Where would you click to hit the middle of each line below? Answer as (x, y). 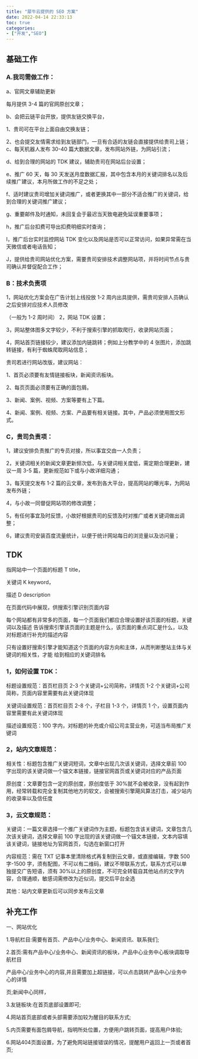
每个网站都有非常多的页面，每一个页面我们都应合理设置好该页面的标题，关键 (99, 620)
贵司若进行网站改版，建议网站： (45, 362)
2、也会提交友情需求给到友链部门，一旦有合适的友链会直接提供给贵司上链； (98, 141)
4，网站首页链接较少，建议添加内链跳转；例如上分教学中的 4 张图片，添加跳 (99, 342)
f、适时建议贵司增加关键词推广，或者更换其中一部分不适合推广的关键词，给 (98, 194)
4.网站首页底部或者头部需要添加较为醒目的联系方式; (69, 1017)
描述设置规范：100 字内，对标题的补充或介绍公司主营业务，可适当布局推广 (96, 726)
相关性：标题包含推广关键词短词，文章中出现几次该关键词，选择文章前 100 (96, 763)
